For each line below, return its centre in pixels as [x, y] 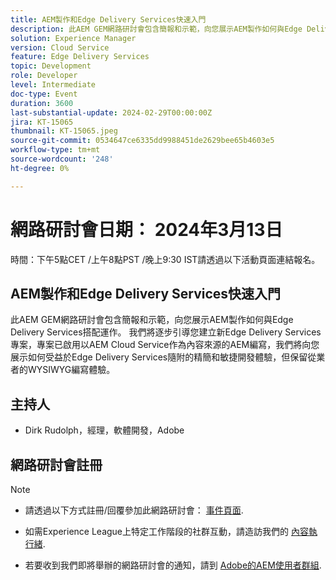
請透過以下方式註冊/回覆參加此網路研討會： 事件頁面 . [134, 510]
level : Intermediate [53, 85]
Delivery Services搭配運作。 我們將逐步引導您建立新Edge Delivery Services [166, 332]
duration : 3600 [42, 103]
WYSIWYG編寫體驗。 [71, 370]
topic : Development [51, 66]
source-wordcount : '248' [62, 159]
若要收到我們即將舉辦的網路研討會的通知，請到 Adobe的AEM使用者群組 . [173, 565]
